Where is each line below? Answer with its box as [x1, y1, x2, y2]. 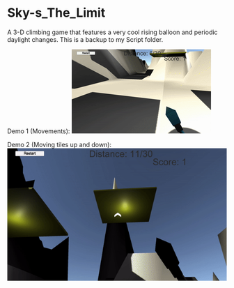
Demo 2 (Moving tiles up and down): [7, 140, 112, 149]
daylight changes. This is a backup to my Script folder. [7, 35, 164, 43]
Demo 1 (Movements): [7, 127, 70, 135]
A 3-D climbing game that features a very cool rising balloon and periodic [7, 28, 218, 36]
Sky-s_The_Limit [7, 5, 106, 21]
